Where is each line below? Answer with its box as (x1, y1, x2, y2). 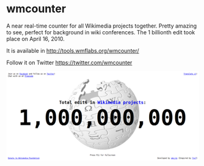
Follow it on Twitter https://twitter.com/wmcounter (6, 59, 133, 66)
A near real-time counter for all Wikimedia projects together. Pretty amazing (6, 22, 197, 29)
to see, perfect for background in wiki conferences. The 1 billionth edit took (6, 28, 195, 36)
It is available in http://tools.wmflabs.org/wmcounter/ (6, 47, 139, 54)
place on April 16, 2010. (6, 35, 65, 42)
